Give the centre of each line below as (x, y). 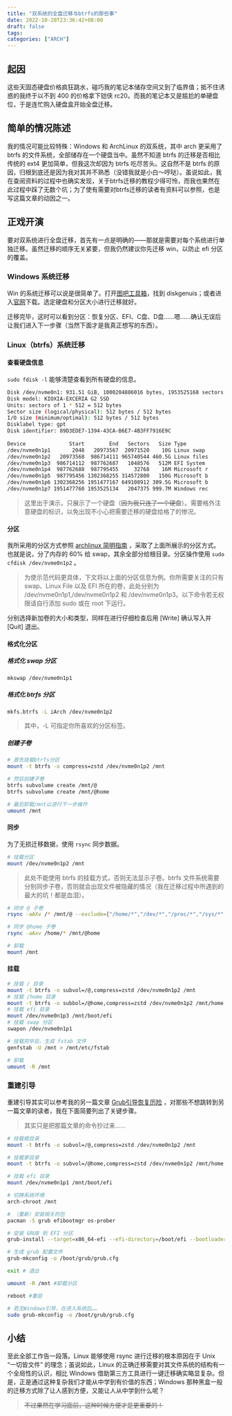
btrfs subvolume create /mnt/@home (58, 792)
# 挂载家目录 (23, 1157)
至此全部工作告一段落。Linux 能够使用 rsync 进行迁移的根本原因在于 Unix (111, 1356)
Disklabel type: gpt (37, 425)
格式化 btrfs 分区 (31, 695)
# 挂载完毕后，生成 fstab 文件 (47, 1041)
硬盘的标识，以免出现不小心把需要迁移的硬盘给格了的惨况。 (115, 511)
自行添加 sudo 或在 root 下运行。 (83, 603)
